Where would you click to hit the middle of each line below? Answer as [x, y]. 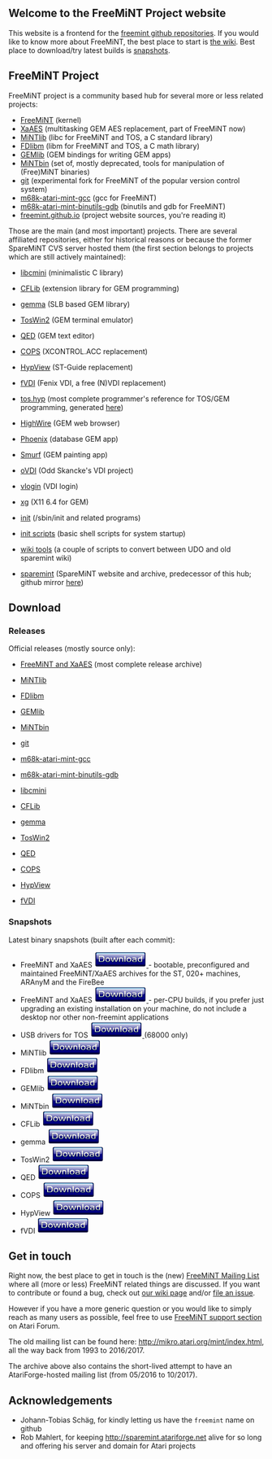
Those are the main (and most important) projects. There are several [123, 230]
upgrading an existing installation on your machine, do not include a [134, 1008]
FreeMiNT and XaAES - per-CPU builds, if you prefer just [142, 999]
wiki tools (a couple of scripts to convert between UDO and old [125, 549]
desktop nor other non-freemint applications [94, 1017]
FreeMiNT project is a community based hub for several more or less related [136, 95]
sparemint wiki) [46, 557]
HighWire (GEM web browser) [70, 423]
